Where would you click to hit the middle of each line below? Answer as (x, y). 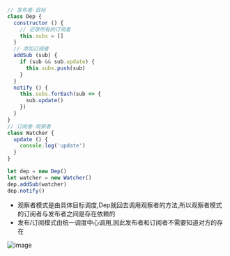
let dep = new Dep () (37, 171)
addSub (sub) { (36, 56)
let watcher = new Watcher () (49, 177)
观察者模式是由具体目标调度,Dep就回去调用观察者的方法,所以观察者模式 (120, 205)
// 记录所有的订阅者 (45, 29)
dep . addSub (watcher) (37, 184)
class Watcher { (31, 133)
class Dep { (24, 16)
